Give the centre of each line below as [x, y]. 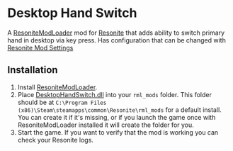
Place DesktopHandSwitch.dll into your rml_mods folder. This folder [115, 94]
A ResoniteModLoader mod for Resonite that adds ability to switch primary [116, 33]
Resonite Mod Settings [40, 47]
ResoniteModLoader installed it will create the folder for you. [106, 125]
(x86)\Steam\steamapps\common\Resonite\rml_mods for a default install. [119, 110]
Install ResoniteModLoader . [57, 87]
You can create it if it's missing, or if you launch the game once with [116, 117]
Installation [33, 70]
